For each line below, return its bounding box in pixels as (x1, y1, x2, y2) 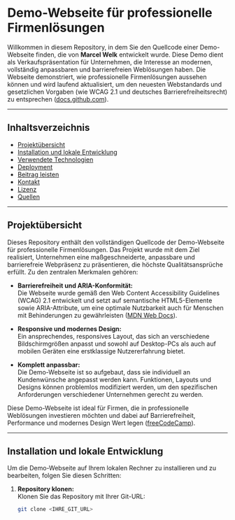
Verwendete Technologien (17, 155, 94, 164)
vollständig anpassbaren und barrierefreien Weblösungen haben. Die (7, 65, 206, 73)
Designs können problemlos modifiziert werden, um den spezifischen (17, 383, 218, 391)
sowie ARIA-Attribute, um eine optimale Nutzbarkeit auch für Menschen (17, 303, 224, 312)
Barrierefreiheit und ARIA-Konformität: (17, 281, 133, 290)
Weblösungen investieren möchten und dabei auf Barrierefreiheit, (7, 411, 196, 419)
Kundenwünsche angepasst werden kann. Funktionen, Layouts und (17, 375, 212, 384)
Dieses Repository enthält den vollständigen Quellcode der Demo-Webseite (7, 238, 225, 246)
